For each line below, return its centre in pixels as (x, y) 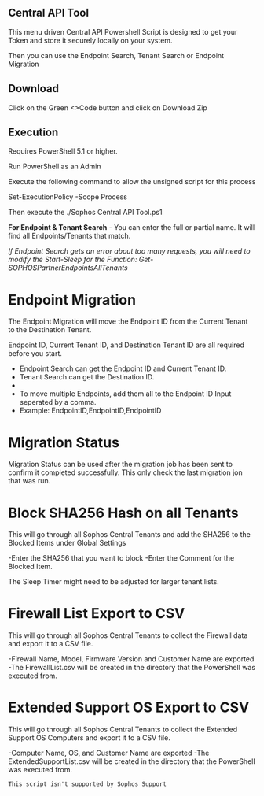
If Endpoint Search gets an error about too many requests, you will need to (129, 251)
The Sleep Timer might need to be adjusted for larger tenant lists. (114, 582)
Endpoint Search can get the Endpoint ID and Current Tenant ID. (123, 368)
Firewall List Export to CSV (97, 614)
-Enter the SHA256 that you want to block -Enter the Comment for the (121, 558)
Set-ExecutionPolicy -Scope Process (68, 197)
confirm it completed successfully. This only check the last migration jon (126, 472)
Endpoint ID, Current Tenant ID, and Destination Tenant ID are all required (126, 345)
